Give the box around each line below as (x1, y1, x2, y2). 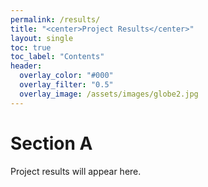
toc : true (10, 42, 52, 53)
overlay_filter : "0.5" (19, 80, 114, 90)
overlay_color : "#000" (19, 71, 114, 81)
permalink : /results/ (10, 14, 101, 25)
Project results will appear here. (10, 165, 142, 177)
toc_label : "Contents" (10, 52, 105, 62)
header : (10, 61, 43, 71)
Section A (10, 132, 93, 155)
